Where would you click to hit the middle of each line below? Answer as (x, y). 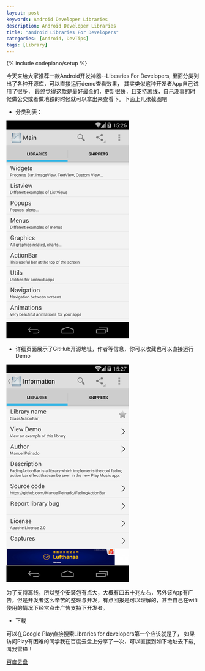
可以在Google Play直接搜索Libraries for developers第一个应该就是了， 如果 (101, 634)
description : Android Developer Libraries (61, 26)
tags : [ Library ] (27, 45)
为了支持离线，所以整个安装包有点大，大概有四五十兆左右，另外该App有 (97, 592)
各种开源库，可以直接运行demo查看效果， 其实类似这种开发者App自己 (105, 83)
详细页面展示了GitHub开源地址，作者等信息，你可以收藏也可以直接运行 (104, 349)
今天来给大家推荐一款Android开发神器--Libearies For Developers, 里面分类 (100, 76)
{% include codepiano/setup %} (47, 63)
